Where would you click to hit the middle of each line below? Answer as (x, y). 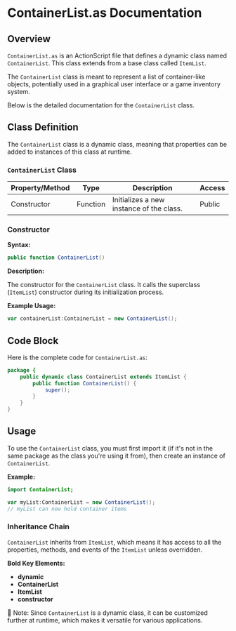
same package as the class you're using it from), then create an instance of (117, 456)
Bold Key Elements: (36, 563)
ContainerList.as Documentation (105, 13)
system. (19, 92)
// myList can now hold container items (67, 509)
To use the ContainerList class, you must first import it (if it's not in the (110, 448)
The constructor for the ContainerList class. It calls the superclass (104, 285)
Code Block (33, 341)
